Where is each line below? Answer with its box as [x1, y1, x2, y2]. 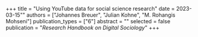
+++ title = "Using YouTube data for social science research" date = [5, 5, 175, 12]
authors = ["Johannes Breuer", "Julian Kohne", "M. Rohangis [26, 11, 176, 18]
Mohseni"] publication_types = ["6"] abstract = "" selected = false [5, 18, 171, 24]
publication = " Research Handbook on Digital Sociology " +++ [5, 24, 160, 31]
